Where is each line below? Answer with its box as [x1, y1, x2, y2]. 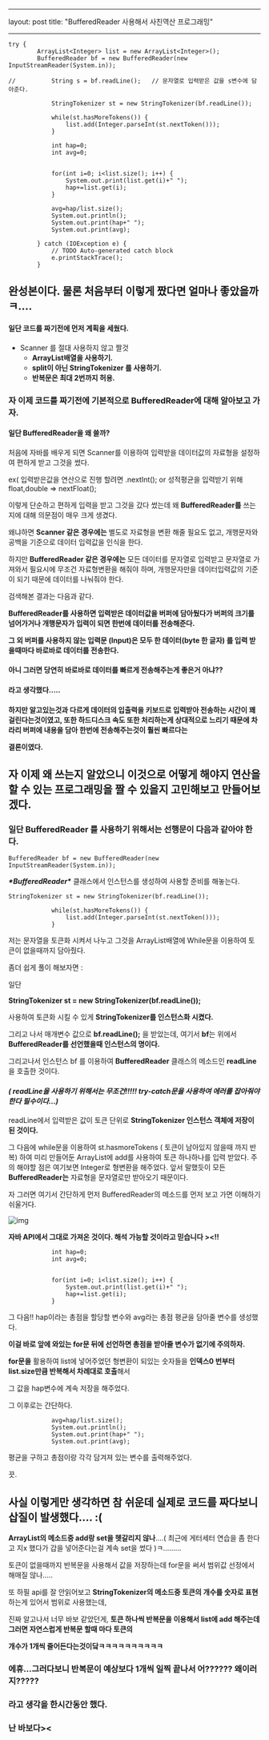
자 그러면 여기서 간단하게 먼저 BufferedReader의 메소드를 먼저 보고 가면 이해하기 [8, 1189, 261, 1199]
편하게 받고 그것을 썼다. [16, 458, 90, 467]
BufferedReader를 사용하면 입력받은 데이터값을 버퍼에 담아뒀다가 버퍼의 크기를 [8, 608, 255, 618]
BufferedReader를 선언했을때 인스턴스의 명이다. [8, 1040, 160, 1049]
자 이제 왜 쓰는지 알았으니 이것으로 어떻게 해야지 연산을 [8, 767, 261, 781]
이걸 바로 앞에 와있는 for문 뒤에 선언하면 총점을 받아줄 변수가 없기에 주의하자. [8, 1339, 246, 1349]
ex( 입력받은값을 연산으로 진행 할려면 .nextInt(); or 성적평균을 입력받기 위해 [8, 474, 243, 484]
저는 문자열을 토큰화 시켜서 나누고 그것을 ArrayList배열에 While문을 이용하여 [8, 935, 247, 946]
